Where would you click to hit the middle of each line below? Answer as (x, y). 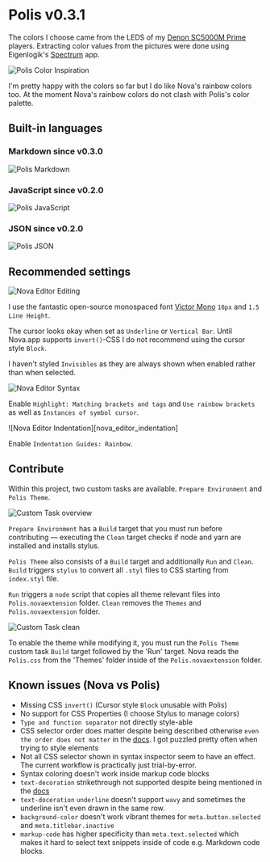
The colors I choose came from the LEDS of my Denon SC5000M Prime (127, 37)
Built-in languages (56, 128)
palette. (21, 103)
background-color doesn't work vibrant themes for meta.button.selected (140, 816)
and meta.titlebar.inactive (67, 825)
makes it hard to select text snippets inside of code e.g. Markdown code (140, 842)
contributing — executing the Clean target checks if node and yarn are (125, 537)
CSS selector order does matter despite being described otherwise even (139, 730)
